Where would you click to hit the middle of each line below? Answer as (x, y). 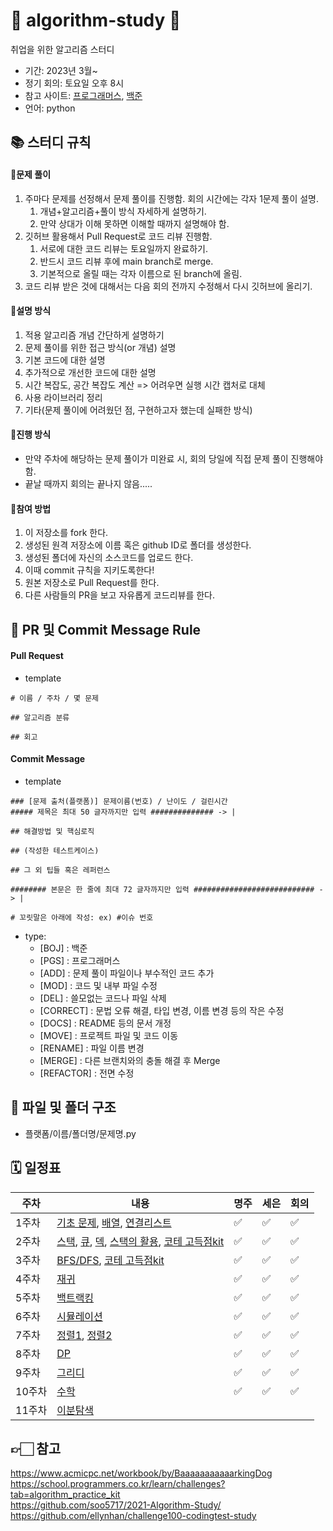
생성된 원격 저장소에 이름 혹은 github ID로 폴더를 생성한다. (138, 545)
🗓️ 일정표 (36, 1168)
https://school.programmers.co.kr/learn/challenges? (118, 1484)
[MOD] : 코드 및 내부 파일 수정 (98, 985)
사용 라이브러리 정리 (63, 397)
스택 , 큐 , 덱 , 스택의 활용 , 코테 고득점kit (140, 1241)
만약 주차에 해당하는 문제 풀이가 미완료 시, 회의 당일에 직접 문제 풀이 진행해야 (174, 458)
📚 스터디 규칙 (51, 142)
